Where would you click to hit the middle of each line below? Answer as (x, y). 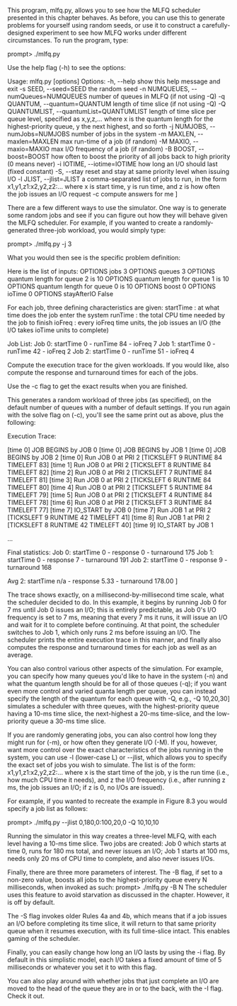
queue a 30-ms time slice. (68, 721)
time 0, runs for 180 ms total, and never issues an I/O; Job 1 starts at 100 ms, (118, 851)
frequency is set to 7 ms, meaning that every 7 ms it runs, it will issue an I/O (117, 617)
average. (20, 655)
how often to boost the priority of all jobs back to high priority (141, 156)
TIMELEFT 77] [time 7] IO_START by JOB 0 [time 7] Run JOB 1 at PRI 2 (109, 510)
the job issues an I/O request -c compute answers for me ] (93, 194)
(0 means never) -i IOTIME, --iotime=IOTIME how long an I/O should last (112, 164)
